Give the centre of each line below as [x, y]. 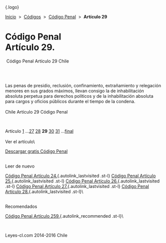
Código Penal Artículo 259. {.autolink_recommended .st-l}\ [64, 216]
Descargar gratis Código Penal [36, 151]
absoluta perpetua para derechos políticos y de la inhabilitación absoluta [79, 96]
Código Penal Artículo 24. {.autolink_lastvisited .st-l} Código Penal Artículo [81, 176]
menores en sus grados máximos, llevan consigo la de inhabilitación [75, 91]
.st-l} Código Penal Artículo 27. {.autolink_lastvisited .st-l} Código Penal [77, 186]
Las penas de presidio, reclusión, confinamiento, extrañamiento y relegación [83, 85]
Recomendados [21, 206]
